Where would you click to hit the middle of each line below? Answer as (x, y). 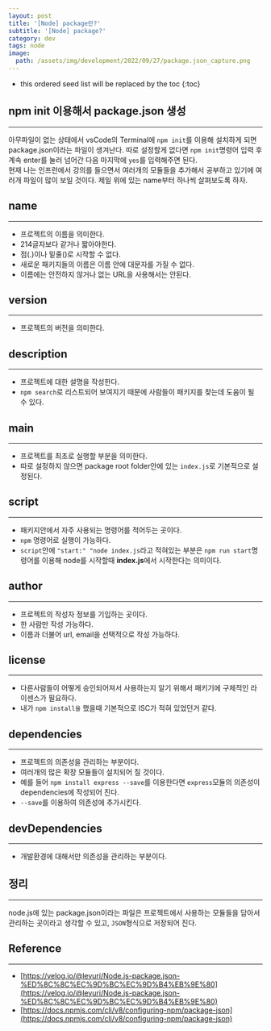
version (28, 300)
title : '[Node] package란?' (54, 23)
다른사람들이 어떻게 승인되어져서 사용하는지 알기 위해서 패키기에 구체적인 (134, 688)
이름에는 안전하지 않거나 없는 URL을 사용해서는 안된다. (106, 274)
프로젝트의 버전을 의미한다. (62, 328)
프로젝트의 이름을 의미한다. (62, 234)
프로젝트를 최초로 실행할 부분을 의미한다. (83, 456)
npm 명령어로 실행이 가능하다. (65, 540)
